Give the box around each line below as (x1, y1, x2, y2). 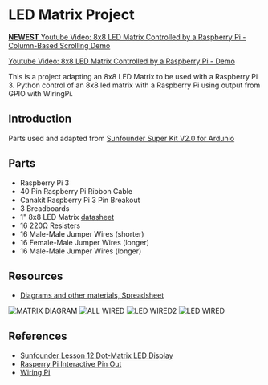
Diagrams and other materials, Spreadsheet (19, 290, 164, 300)
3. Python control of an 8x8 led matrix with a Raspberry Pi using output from (8, 80, 261, 90)
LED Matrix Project (8, 6, 135, 24)
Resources (8, 269, 63, 282)
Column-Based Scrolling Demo (8, 40, 111, 50)
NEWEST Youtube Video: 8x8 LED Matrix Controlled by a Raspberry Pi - (8, 32, 246, 42)
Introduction (8, 112, 72, 126)
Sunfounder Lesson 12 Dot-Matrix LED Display (19, 351, 174, 360)
